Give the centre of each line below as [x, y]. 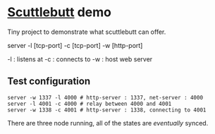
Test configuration [49, 81]
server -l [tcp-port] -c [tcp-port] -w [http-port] [75, 45]
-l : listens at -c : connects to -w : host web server [80, 59]
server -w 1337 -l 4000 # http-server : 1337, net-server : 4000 [105, 97]
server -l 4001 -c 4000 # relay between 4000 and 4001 [90, 104]
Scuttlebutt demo [59, 12]
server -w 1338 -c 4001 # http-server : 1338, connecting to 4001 [107, 110]
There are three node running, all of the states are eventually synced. [108, 123]
